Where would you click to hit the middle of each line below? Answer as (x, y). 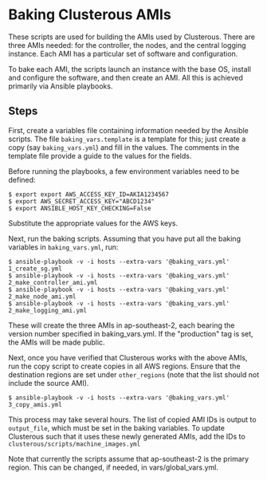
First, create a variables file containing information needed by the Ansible (129, 130)
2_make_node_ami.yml (43, 297)
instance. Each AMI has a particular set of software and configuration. (123, 53)
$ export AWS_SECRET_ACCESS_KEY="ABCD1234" (82, 201)
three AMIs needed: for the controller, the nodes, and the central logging (127, 45)
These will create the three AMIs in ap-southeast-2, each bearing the (122, 325)
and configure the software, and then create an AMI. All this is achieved (126, 77)
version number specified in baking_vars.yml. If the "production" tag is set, (131, 333)
